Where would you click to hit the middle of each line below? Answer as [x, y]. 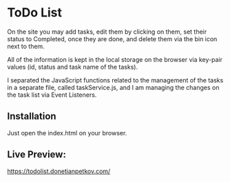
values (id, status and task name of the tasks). [73, 67]
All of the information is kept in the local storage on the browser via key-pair [115, 59]
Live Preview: [37, 155]
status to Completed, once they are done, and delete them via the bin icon [112, 38]
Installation [32, 116]
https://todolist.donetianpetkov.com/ [59, 171]
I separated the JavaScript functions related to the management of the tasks [115, 80]
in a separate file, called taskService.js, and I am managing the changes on [113, 87]
